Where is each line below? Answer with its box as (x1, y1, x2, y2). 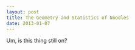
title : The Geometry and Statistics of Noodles (6, 15, 130, 21)
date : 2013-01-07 (6, 20, 50, 26)
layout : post (6, 9, 40, 15)
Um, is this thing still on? (6, 37, 67, 45)
